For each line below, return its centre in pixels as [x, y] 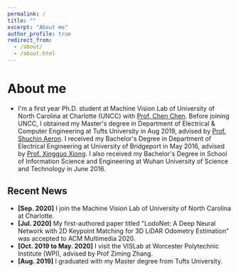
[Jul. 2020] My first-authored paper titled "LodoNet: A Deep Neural [117, 223]
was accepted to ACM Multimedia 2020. [77, 238]
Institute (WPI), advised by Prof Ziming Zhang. [85, 254]
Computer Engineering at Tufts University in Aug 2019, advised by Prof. [122, 131]
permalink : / [27, 14]
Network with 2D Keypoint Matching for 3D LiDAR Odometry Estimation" [123, 231]
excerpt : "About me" [38, 27]
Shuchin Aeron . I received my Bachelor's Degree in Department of [114, 138]
